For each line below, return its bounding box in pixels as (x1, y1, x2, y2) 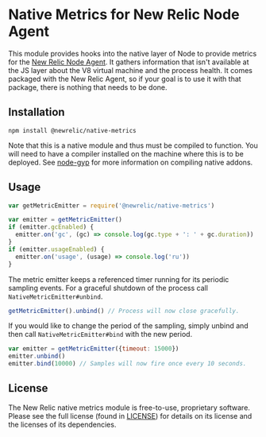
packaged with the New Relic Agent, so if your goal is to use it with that (8, 74, 241, 83)
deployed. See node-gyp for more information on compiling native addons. (8, 157, 253, 167)
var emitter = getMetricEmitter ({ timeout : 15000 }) (8, 345, 179, 353)
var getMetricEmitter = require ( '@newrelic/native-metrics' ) (8, 201, 215, 210)
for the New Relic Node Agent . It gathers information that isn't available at (8, 57, 249, 67)
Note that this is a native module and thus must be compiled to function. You (8, 141, 258, 150)
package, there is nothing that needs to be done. (8, 82, 168, 92)
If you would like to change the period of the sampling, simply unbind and (8, 321, 249, 331)
